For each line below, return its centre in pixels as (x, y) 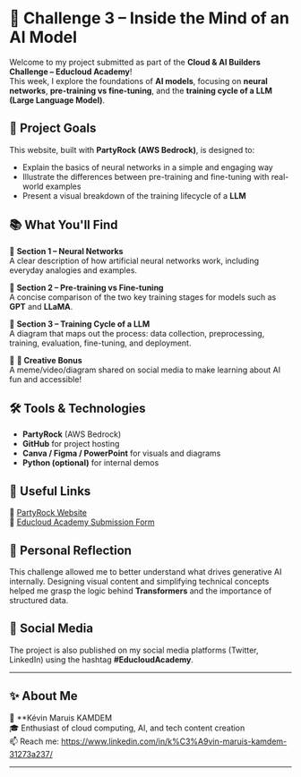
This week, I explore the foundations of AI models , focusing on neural (139, 81)
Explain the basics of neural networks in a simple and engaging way (147, 167)
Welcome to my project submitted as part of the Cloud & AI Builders (135, 62)
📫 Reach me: (34, 741)
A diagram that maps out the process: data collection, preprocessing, (137, 333)
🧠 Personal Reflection (71, 550)
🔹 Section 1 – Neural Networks (66, 251)
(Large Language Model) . (57, 100)
